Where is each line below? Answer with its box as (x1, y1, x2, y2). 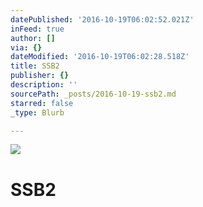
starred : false (10, 98, 74, 108)
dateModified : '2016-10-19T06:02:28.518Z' (10, 52, 190, 62)
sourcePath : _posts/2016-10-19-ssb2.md (10, 89, 177, 99)
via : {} (10, 42, 43, 53)
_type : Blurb (10, 107, 65, 118)
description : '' (10, 80, 78, 90)
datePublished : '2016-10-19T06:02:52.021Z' (10, 14, 195, 25)
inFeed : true (10, 24, 65, 34)
